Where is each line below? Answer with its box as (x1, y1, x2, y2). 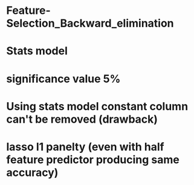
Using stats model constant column (6, 99, 189, 113)
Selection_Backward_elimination (6, 16, 174, 30)
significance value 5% (6, 72, 121, 85)
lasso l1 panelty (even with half (6, 140, 164, 154)
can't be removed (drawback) (6, 112, 158, 126)
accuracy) (6, 166, 59, 179)
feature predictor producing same (6, 152, 180, 166)
